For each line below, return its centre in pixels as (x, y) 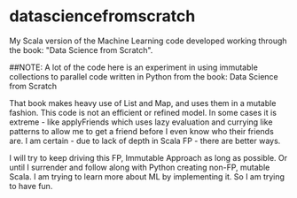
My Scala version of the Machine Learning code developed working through (148, 41)
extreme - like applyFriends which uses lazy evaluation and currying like (141, 122)
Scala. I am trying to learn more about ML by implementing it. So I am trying (147, 176)
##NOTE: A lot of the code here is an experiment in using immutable (134, 67)
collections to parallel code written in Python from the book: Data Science (144, 76)
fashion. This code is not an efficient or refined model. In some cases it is (143, 112)
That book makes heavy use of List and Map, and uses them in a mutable (143, 103)
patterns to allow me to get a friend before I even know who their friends (142, 131)
